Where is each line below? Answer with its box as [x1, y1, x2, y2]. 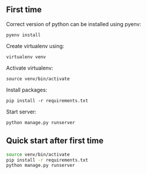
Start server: [6, 108, 37, 115]
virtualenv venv [6, 53, 46, 60]
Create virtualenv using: [6, 42, 64, 49]
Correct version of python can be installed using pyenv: [6, 20, 142, 27]
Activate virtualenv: [6, 64, 53, 71]
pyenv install [6, 32, 41, 38]
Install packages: [6, 86, 47, 93]
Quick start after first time [6, 136, 104, 146]
